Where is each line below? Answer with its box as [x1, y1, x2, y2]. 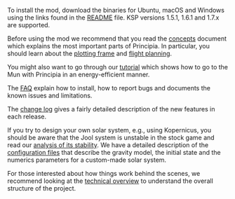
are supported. [7, 21, 51, 29]
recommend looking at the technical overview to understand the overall [7, 177, 214, 185]
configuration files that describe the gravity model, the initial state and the [7, 149, 221, 156]
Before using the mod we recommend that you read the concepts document [7, 34, 227, 43]
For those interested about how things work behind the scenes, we [7, 170, 201, 177]
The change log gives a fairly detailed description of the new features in [7, 105, 215, 113]
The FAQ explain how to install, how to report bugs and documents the [7, 84, 210, 92]
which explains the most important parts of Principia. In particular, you [7, 42, 210, 50]
